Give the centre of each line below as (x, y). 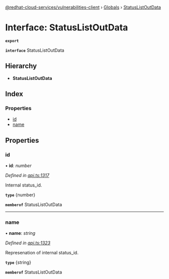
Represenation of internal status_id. (42, 253)
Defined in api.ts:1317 (27, 175)
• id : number (18, 166)
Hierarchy (21, 66)
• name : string (20, 233)
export (12, 41)
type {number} (20, 195)
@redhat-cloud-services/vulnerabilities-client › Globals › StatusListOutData (83, 7)
